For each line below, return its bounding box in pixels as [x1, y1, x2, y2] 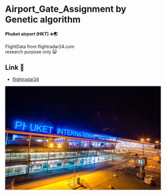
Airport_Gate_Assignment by [5, 3, 126, 15]
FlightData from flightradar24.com [5, 43, 75, 50]
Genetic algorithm [5, 14, 81, 25]
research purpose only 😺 [5, 49, 57, 55]
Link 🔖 [5, 63, 25, 72]
